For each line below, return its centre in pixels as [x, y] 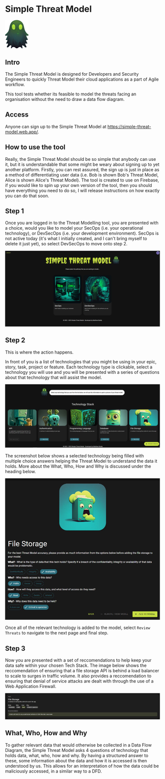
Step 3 [15, 648]
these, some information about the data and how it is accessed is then [76, 760]
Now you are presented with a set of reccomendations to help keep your [78, 660]
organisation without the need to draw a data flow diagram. [65, 99]
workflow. [15, 84]
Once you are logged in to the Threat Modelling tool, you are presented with [82, 223]
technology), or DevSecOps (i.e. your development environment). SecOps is [82, 233]
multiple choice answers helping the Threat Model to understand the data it [81, 461]
